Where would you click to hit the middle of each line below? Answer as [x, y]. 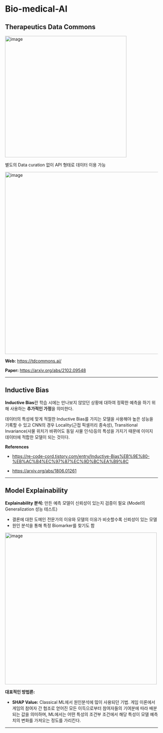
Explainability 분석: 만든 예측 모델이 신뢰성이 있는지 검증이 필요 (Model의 [75, 503]
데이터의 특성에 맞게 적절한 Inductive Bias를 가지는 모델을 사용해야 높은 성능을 [79, 419]
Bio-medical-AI [36, 9]
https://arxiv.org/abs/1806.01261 [44, 471]
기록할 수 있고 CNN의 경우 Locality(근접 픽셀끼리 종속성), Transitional [72, 425]
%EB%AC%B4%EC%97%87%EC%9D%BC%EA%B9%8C [70, 461]
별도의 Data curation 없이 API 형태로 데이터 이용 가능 [55, 165]
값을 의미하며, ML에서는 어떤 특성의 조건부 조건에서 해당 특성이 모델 [85, 714]
